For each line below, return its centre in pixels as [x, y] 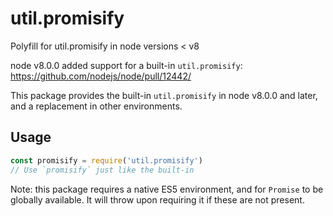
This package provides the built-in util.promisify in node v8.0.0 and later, [164, 95]
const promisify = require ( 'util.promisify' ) [106, 160]
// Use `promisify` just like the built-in [102, 170]
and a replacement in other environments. [96, 106]
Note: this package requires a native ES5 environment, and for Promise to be [167, 189]
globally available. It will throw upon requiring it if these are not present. [157, 199]
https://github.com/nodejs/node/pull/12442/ [101, 76]
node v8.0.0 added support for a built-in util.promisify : [126, 65]
